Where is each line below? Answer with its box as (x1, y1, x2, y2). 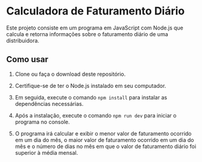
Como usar (6, 54, 49, 64)
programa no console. (14, 118, 71, 125)
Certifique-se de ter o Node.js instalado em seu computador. (14, 82, 166, 89)
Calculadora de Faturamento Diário (6, 4, 185, 18)
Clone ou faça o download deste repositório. (14, 70, 126, 78)
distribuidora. (6, 37, 40, 44)
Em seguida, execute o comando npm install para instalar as (14, 93, 168, 101)
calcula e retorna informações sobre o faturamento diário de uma (6, 30, 169, 37)
